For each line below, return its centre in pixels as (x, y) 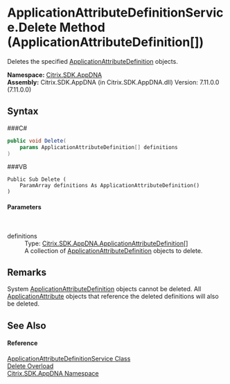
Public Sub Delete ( (37, 180)
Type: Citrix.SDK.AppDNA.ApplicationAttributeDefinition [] (106, 243)
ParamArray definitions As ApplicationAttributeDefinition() (109, 186)
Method (82, 27)
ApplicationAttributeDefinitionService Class (69, 358)
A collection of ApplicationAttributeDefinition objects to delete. (114, 250)
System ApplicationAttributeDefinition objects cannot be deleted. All (104, 289)
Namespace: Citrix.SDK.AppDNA (55, 75)
